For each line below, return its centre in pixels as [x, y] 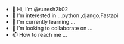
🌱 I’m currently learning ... [44, 22]
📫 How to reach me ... [39, 35]
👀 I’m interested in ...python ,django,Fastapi [65, 15]
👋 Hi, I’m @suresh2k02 [40, 9]
